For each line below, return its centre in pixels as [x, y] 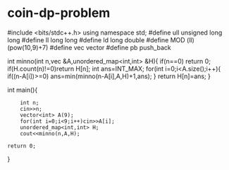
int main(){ [23, 90]
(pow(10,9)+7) [28, 47]
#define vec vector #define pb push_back [110, 47]
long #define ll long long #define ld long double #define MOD [96, 40]
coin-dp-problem [59, 13]
